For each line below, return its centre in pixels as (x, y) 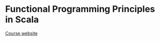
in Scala (22, 20)
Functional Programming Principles (80, 9)
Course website (21, 33)
